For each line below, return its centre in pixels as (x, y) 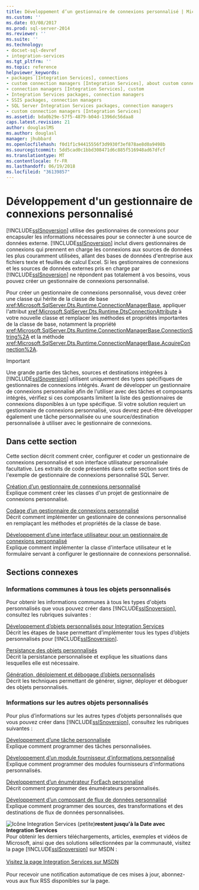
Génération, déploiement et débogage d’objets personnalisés (81, 675)
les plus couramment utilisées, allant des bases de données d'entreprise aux (99, 256)
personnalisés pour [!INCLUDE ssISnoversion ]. (62, 639)
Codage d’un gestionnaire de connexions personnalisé (73, 510)
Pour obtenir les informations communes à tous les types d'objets (86, 602)
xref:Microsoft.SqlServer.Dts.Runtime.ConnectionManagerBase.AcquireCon (98, 343)
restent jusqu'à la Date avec (130, 823)
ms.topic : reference (32, 67)
